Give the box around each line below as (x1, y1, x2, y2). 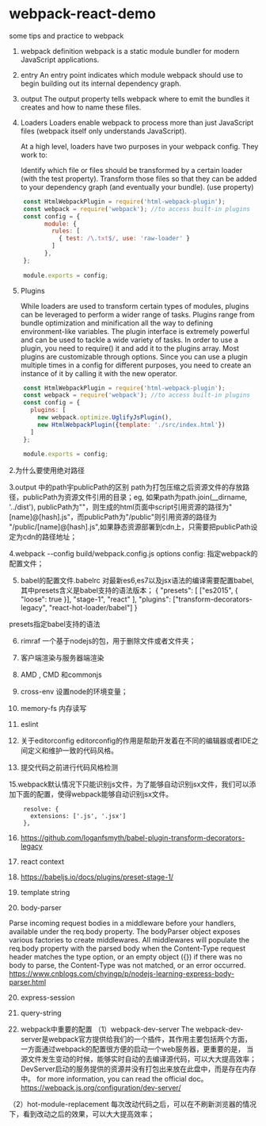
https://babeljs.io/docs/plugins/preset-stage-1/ (20, 872, 173, 882)
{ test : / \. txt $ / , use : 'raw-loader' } (59, 235, 191, 243)
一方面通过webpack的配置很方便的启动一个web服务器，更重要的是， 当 (20, 1044, 254, 1054)
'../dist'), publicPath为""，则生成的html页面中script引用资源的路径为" (9, 502, 233, 512)
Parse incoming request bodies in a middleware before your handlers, (9, 918, 237, 928)
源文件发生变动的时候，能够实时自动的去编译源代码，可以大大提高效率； (20, 1055, 256, 1064)
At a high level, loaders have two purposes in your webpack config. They (20, 141, 259, 151)
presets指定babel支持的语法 (9, 620, 101, 629)
